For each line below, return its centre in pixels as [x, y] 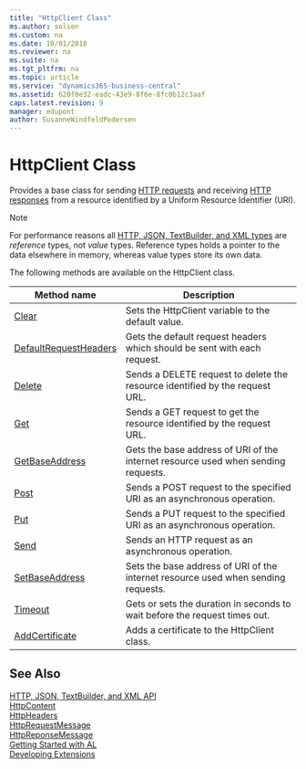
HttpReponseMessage [51, 734]
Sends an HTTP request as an [189, 540]
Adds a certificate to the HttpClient [200, 630]
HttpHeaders [34, 715]
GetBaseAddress [50, 461]
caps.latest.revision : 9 [56, 103]
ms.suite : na [34, 60]
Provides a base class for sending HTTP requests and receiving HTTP [140, 190]
